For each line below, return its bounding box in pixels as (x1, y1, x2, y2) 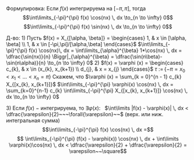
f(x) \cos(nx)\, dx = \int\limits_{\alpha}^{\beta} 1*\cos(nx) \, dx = (29, 47, 182, 54)
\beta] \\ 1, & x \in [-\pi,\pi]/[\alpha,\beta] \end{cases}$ (6, 41, 137, 47)
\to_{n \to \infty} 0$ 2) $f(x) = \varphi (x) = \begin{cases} (47, 60, 184, 66)
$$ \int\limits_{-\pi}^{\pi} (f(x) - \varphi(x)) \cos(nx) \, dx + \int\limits (17, 135, 179, 142)
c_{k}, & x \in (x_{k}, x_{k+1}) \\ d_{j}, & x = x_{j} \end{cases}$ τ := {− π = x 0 (6, 65, 185, 74)
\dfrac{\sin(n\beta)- (115, 53, 163, 60)
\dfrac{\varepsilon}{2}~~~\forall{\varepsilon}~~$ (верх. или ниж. (6, 110, 164, 117)
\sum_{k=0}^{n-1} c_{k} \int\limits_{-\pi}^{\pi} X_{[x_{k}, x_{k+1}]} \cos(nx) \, (6, 87, 188, 94)
